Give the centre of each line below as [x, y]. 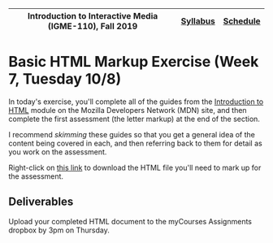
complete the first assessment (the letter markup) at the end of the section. [134, 119]
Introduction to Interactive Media [93, 16]
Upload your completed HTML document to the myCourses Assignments [130, 221]
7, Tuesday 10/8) [65, 79]
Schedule [242, 21]
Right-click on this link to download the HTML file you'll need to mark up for [135, 167]
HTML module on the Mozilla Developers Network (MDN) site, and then [128, 110]
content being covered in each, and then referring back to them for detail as [135, 143]
